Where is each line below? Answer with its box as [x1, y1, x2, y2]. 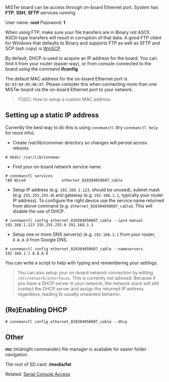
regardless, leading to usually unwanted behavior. [17, 291, 121, 297]
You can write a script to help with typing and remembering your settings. [5, 260, 158, 266]
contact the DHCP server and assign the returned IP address [17, 285, 144, 291]
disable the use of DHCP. [12, 208, 65, 214]
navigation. [5, 352, 29, 358]
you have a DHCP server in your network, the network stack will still [17, 280, 159, 286]
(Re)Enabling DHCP [5, 306, 67, 314]
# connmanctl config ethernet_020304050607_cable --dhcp [5, 319, 128, 324]
